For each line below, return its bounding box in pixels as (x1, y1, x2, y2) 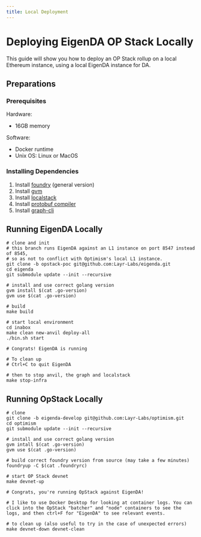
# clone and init (6, 240, 50, 246)
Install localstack (14, 194, 57, 201)
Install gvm (14, 187, 43, 195)
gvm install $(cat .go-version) (6, 288, 87, 294)
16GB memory (14, 122, 51, 130)
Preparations (6, 79, 56, 89)
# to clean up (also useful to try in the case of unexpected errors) (6, 521, 187, 527)
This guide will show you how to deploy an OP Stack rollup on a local (6, 55, 177, 62)
